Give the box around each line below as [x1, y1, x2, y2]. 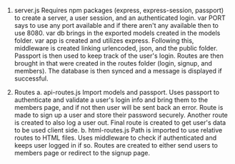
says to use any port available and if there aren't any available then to [14, 21, 219, 29]
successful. [14, 74, 49, 83]
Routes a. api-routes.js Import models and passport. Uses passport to [14, 88, 220, 96]
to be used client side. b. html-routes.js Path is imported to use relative [14, 126, 223, 134]
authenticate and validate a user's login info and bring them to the [14, 96, 209, 104]
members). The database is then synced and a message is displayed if [14, 67, 223, 75]
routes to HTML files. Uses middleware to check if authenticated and [14, 133, 217, 142]
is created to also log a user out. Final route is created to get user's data [14, 118, 226, 127]
